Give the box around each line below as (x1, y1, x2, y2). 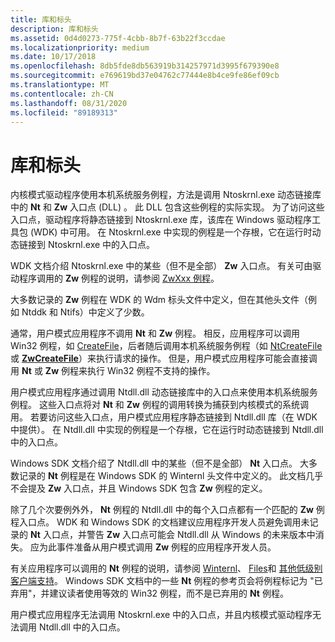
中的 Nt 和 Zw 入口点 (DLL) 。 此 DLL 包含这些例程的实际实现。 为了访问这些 (10, 201, 325, 213)
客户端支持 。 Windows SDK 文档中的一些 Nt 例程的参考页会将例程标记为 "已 (10, 575, 323, 587)
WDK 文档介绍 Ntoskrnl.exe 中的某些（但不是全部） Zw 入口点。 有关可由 (10, 260, 313, 272)
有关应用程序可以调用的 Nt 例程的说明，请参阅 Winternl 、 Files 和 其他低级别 (10, 562, 323, 575)
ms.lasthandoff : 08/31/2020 (10, 98, 128, 108)
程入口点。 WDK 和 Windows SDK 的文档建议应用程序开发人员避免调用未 (10, 516, 310, 528)
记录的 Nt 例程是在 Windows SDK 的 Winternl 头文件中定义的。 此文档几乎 (18, 470, 324, 482)
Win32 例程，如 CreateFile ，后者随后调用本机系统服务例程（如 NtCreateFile (10, 340, 323, 352)
